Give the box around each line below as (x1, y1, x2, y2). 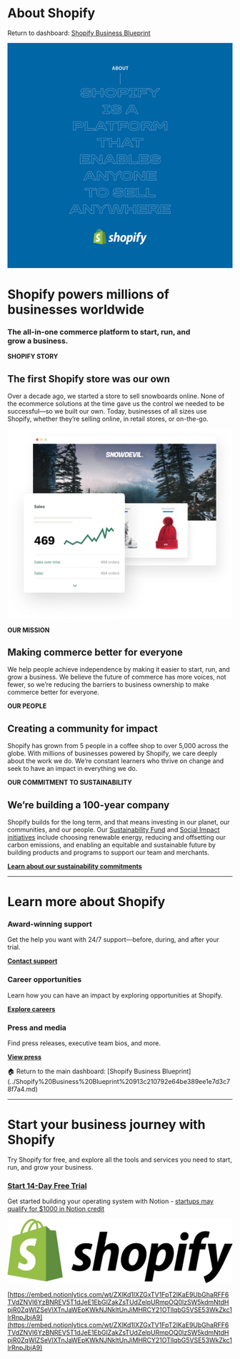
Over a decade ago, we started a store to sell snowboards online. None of (7, 392, 225, 401)
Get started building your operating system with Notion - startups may (7, 1197, 214, 1205)
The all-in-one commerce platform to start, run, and (7, 327, 191, 337)
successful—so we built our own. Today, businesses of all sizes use (7, 407, 207, 416)
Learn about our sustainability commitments (7, 862, 143, 870)
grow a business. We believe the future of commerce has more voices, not (7, 673, 226, 682)
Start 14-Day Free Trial (7, 1180, 87, 1190)
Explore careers (7, 1005, 56, 1013)
